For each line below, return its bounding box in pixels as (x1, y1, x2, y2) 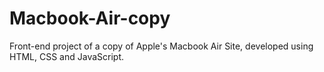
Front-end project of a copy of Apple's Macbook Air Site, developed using (9, 40, 314, 52)
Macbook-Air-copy (9, 7, 171, 30)
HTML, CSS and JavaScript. (9, 50, 125, 62)
